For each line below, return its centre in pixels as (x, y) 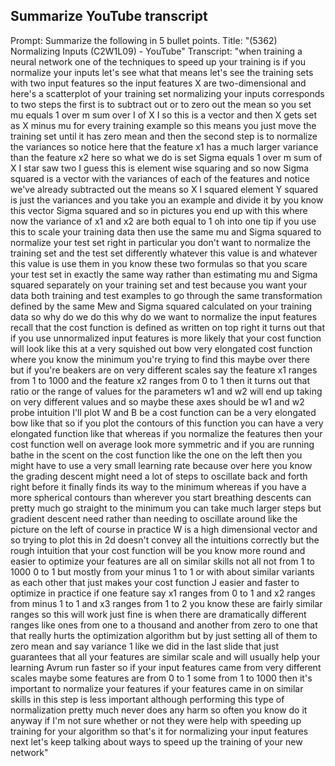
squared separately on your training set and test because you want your (159, 285)
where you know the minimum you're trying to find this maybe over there (160, 359)
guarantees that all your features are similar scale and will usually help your (165, 656)
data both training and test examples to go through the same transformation (166, 295)
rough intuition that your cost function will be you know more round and (158, 550)
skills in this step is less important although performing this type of (147, 699)
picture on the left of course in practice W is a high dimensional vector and (164, 529)
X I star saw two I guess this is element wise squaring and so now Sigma (160, 168)
